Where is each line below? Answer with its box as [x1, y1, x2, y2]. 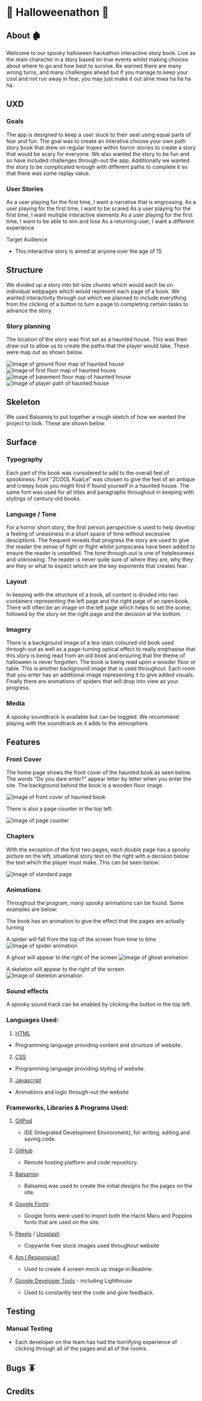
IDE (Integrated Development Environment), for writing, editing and [24, 1129, 190, 1136]
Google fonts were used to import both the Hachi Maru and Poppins [24, 1212, 193, 1219]
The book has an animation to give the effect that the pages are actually [6, 917, 185, 925]
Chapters [6, 832, 34, 841]
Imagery [6, 626, 31, 634]
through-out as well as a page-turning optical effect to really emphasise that [6, 646, 196, 653]
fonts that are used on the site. [24, 1218, 101, 1225]
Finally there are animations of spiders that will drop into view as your [6, 678, 179, 685]
